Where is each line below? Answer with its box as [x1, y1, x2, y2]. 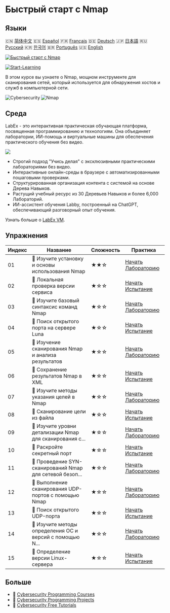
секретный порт [32, 450, 72, 457]
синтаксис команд [32, 303, 77, 310]
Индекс [8, 246, 27, 253]
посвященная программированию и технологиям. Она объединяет [5, 128, 151, 134]
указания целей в [32, 393, 75, 400]
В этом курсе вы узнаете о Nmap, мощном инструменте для [5, 74, 137, 80]
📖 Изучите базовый [32, 297, 79, 304]
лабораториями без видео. [12, 163, 71, 169]
